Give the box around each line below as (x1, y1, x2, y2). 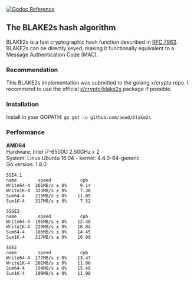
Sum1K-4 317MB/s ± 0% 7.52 (6, 198, 91, 204)
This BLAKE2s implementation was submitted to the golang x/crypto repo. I (6, 79, 189, 86)
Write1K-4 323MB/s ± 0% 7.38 (6, 187, 91, 193)
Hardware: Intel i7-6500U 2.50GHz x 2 (6, 148, 100, 155)
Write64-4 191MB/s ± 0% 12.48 (6, 219, 91, 225)
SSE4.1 (6, 172, 22, 178)
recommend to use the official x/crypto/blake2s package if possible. (6, 86, 172, 93)
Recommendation (6, 66, 58, 74)
